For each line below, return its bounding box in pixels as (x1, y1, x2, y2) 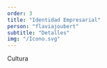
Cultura (7, 54, 29, 63)
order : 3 (7, 10, 33, 17)
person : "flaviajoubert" (7, 23, 79, 30)
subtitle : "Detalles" (7, 29, 70, 36)
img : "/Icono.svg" (7, 36, 60, 43)
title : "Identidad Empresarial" (7, 16, 101, 23)
